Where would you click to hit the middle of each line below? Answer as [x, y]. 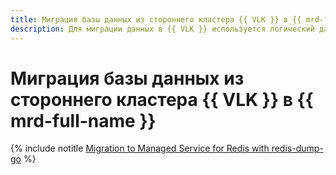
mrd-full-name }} [83, 120]
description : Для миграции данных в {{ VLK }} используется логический [162, 29]
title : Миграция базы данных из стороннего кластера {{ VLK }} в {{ [156, 19]
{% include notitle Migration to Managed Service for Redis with [140, 148]
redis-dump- [297, 148]
